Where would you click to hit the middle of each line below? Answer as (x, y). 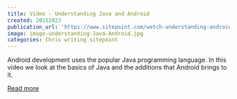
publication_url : (33, 27)
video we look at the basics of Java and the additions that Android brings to (117, 67)
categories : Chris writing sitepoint (63, 40)
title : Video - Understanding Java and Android (79, 14)
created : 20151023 (34, 20)
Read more (23, 88)
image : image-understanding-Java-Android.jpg (75, 33)
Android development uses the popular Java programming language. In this (117, 60)
